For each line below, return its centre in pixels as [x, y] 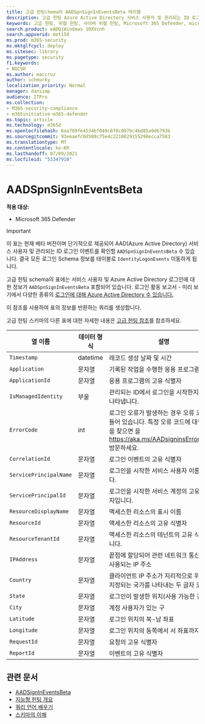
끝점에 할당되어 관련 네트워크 [148, 555]
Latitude [22, 619]
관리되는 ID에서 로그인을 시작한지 [154, 392]
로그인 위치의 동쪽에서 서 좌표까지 [154, 631]
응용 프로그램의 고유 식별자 [145, 381]
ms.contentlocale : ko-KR [38, 148]
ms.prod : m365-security [37, 40]
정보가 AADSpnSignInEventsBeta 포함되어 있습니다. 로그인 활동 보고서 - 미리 [102, 287]
